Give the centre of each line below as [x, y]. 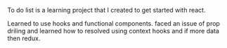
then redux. [24, 38]
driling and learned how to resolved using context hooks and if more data [113, 31]
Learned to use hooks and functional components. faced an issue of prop [113, 23]
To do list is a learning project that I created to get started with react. [106, 10]
